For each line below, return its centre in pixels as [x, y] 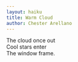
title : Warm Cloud [30, 18]
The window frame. [31, 53]
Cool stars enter [27, 47]
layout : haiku [24, 12]
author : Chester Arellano [39, 23]
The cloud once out [31, 41]
